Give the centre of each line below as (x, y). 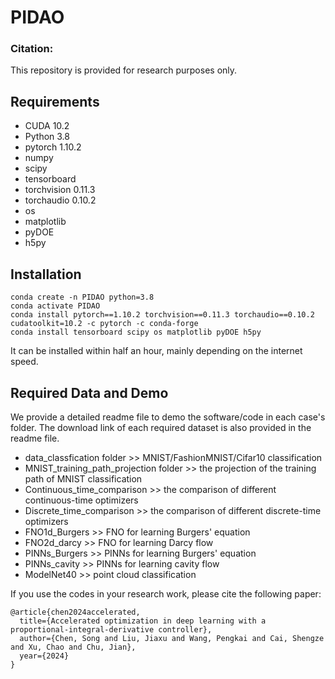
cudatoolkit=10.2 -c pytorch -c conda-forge (104, 324)
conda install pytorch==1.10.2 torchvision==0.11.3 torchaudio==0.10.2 (162, 315)
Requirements (55, 101)
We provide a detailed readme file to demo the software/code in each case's (168, 417)
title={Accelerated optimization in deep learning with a (143, 621)
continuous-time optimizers (81, 500)
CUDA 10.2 (47, 126)
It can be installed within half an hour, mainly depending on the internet (156, 351)
